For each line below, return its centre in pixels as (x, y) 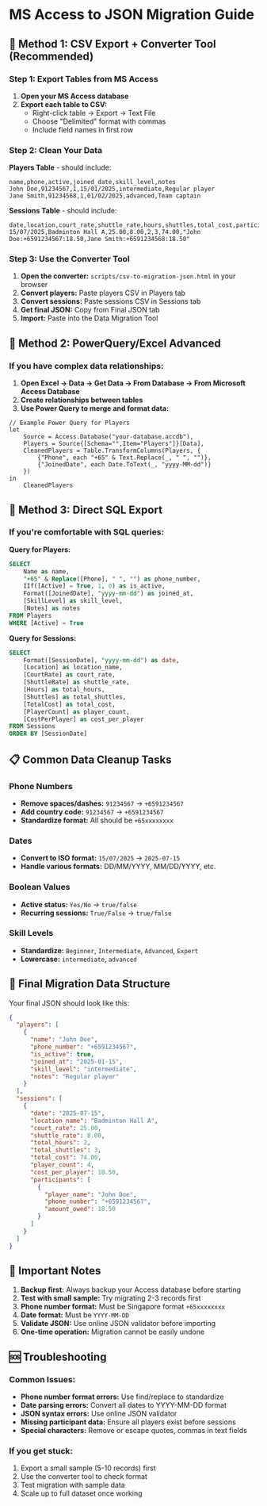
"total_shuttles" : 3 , (66, 1150)
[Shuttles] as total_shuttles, (75, 697)
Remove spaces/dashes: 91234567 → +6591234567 (102, 803)
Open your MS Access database (74, 96)
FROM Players (31, 615)
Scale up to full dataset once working (81, 1493)
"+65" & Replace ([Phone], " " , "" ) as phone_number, (112, 579)
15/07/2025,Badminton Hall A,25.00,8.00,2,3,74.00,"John (105, 232)
